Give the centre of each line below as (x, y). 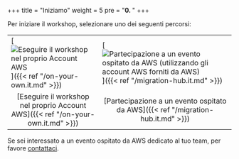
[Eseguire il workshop (53, 97)
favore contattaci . (33, 148)
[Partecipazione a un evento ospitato (165, 101)
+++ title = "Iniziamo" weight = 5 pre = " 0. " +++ (78, 10)
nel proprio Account (53, 105)
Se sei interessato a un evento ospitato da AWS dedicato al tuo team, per (114, 141)
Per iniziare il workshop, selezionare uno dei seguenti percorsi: (100, 24)
